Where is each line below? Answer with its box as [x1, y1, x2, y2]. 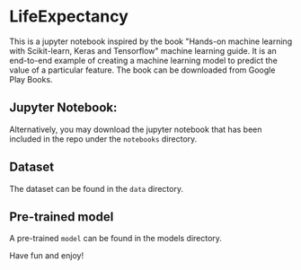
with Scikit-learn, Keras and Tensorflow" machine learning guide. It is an [9, 45, 277, 56]
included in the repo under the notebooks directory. [9, 133, 198, 144]
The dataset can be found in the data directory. [9, 183, 184, 194]
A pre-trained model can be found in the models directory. [9, 233, 223, 244]
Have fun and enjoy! [9, 250, 84, 261]
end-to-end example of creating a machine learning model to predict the [9, 55, 279, 65]
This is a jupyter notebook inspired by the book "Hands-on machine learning [9, 36, 293, 47]
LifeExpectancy [9, 6, 128, 27]
